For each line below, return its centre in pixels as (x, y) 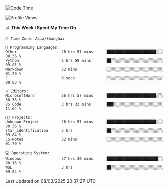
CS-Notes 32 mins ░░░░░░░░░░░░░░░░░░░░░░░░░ (84, 139)
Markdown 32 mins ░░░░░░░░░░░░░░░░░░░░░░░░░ (84, 69)
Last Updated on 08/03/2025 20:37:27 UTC (51, 181)
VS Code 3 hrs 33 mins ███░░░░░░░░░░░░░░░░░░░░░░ (84, 104)
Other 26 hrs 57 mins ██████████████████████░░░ (84, 52)
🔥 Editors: (17, 91)
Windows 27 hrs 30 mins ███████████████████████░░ (84, 159)
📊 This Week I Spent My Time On (41, 27)
